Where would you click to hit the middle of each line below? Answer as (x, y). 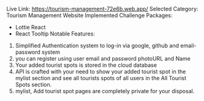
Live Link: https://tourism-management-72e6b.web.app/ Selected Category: (102, 9)
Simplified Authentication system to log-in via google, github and (97, 46)
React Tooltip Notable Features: (55, 34)
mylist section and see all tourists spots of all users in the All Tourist (101, 78)
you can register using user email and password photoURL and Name (103, 58)
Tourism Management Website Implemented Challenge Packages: (89, 15)
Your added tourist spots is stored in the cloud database (86, 65)
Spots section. (33, 84)
